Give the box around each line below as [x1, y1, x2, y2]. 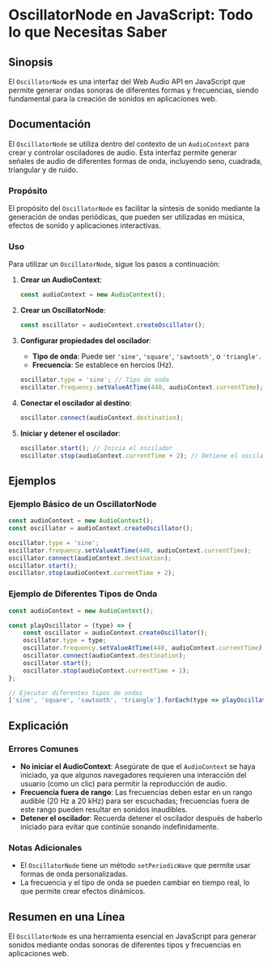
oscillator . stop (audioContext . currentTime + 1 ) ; [23, 667, 190, 675]
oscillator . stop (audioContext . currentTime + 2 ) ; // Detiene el [19, 452, 239, 460]
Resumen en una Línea [8, 910, 125, 924]
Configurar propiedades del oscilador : [19, 336, 151, 346]
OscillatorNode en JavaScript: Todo [8, 6, 253, 24]
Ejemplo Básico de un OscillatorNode [8, 498, 157, 509]
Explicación [8, 719, 69, 732]
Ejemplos [8, 474, 57, 487]
